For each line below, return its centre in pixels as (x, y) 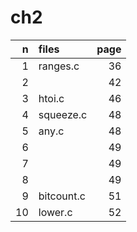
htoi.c (51, 98)
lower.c (55, 212)
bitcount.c (62, 196)
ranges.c (59, 66)
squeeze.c (63, 114)
